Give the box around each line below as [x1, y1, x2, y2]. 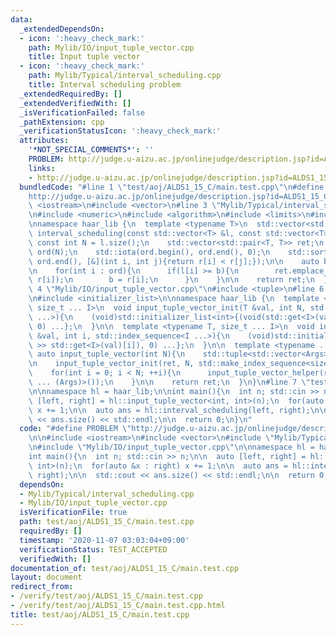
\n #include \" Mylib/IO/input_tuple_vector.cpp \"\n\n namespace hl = [28, 442, 315, 453]
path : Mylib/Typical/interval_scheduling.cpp [28, 71, 222, 81]
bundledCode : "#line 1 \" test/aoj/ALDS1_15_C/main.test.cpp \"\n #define [19, 182, 325, 192]
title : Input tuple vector [28, 52, 141, 62]
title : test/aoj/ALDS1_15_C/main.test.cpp [10, 609, 190, 620]
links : [28, 163, 56, 173]
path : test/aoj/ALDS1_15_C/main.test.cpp [19, 517, 195, 527]
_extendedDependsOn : [19, 24, 105, 34]
